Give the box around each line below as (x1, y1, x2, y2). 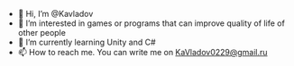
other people (17, 28, 66, 37)
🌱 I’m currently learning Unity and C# (17, 37, 156, 47)
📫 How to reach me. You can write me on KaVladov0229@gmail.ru (17, 47, 268, 57)
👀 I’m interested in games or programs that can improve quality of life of (17, 18, 286, 29)
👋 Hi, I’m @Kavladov (17, 9, 94, 19)
